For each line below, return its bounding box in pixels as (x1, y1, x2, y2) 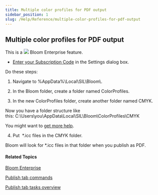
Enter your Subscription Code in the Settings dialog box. (12, 59, 129, 65)
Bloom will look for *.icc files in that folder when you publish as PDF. (5, 142, 146, 148)
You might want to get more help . (5, 123, 74, 129)
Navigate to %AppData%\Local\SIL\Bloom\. (12, 78, 103, 84)
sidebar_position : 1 (5, 12, 49, 17)
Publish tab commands (5, 174, 53, 181)
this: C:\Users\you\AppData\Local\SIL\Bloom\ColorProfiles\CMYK (5, 113, 140, 119)
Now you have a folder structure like (5, 108, 81, 114)
